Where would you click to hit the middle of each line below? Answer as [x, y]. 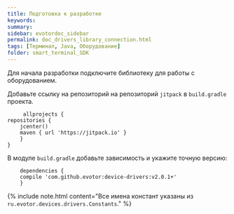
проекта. [20, 101]
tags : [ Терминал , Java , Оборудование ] [64, 46]
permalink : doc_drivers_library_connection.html [80, 40]
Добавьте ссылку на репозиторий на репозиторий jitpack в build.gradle [117, 94]
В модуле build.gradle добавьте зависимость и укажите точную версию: [117, 158]
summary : [20, 27]
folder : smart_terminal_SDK [48, 53]
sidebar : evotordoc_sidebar [48, 33]
